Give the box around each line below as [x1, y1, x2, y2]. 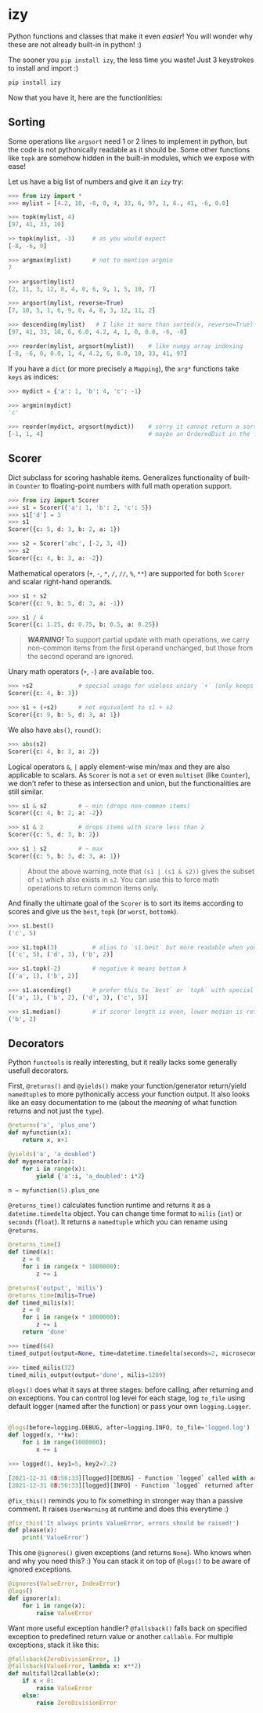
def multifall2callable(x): [8, 1670, 100, 1678]
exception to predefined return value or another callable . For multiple [8, 1631, 233, 1641]
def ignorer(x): [8, 1594, 61, 1602]
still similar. [8, 787, 45, 796]
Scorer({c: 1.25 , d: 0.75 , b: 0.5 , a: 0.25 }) [8, 620, 159, 629]
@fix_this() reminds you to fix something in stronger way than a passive [8, 1495, 243, 1505]
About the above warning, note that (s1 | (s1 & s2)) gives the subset [27, 866, 255, 876]
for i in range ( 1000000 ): [22, 1439, 107, 1447]
